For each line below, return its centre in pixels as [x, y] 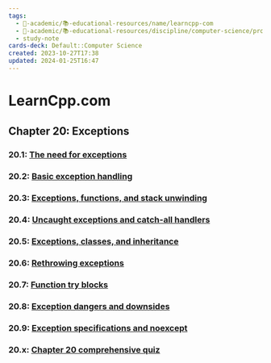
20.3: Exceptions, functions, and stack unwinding [108, 198]
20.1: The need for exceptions [68, 155]
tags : [17, 16]
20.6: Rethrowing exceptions [67, 263]
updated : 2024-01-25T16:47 [54, 61]
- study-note [38, 38]
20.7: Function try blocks [58, 285]
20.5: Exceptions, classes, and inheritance [94, 241]
